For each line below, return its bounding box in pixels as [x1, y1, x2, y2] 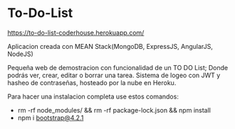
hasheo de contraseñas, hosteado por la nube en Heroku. [7, 78, 177, 86]
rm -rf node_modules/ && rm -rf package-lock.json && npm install [17, 106, 211, 114]
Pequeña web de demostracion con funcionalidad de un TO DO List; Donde [7, 63, 229, 72]
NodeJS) [7, 50, 33, 58]
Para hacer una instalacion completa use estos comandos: [7, 92, 179, 101]
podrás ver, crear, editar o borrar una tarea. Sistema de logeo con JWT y [7, 71, 221, 79]
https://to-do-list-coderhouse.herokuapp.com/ [7, 28, 145, 37]
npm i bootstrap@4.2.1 [17, 113, 84, 122]
